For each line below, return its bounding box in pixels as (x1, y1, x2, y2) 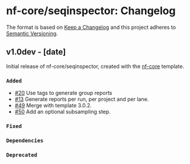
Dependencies (6, 137, 44, 144)
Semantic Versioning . (6, 29, 58, 37)
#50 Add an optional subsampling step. (14, 108, 111, 116)
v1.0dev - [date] (6, 47, 66, 57)
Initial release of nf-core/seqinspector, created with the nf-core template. (6, 63, 185, 70)
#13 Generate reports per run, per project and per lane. (14, 96, 149, 103)
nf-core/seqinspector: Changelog (6, 4, 176, 18)
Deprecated (6, 152, 37, 158)
